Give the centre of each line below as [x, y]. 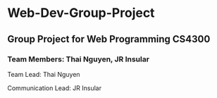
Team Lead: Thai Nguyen [44, 74]
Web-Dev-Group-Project [81, 13]
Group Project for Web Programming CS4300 [109, 39]
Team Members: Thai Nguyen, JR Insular [79, 59]
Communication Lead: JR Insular [55, 88]
